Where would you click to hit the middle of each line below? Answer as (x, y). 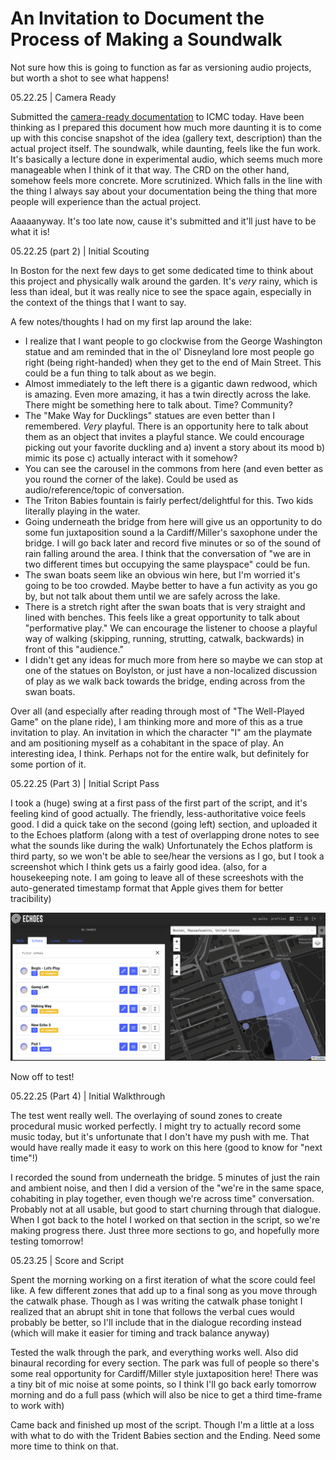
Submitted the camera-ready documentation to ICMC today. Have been (157, 116)
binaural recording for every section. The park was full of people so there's (165, 1363)
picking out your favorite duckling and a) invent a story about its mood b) (175, 447)
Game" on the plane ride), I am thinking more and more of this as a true (156, 721)
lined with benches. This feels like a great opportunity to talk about (162, 617)
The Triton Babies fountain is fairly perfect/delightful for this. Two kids (169, 500)
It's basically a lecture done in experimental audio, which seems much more (166, 159)
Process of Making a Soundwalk (146, 39)
